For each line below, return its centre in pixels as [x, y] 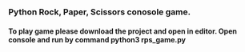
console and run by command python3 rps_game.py [97, 39]
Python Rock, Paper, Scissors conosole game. [99, 12]
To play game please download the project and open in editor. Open [123, 31]
